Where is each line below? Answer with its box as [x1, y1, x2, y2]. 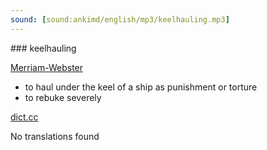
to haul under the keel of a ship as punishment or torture [24, 81, 258, 93]
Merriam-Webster [10, 61, 84, 73]
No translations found [10, 130, 100, 142]
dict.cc [10, 111, 39, 123]
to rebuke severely [24, 91, 102, 103]
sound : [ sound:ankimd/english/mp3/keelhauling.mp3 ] [10, 14, 230, 25]
